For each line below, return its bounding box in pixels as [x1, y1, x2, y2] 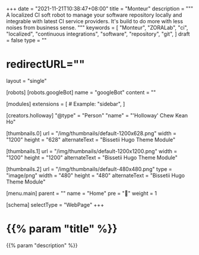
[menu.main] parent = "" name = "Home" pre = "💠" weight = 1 [6, 189, 157, 197]
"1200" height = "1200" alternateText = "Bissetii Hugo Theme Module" [6, 154, 178, 161]
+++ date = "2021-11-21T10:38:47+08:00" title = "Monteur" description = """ [6, 5, 194, 12]
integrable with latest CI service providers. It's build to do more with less [6, 18, 183, 24]
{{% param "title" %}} [6, 222, 118, 236]
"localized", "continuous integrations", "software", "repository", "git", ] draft [6, 30, 190, 38]
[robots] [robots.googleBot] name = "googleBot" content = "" [6, 89, 156, 96]
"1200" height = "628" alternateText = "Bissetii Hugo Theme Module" [6, 136, 176, 143]
